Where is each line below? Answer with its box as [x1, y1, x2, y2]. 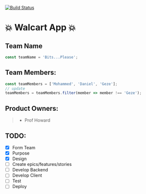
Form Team [12, 144, 35, 150]
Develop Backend [12, 167, 48, 173]
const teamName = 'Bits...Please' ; [5, 55, 78, 60]
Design [12, 156, 27, 162]
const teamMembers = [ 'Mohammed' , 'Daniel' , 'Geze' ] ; [5, 81, 118, 86]
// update [5, 86, 26, 91]
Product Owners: [5, 104, 58, 113]
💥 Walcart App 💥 [5, 22, 76, 33]
